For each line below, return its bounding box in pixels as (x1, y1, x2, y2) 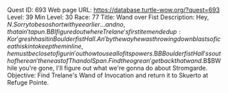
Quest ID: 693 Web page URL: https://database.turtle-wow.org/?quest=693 (7, 6, 220, 14)
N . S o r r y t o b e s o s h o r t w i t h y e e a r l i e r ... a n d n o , (7, 21, 126, 28)
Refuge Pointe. (7, 79, 49, 86)
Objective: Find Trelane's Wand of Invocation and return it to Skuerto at (7, 71, 208, 79)
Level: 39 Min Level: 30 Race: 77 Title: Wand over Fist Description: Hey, (7, 13, 209, 21)
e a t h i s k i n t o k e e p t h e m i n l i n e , (7, 42, 84, 50)
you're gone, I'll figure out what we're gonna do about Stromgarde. (19, 64, 208, 72)
